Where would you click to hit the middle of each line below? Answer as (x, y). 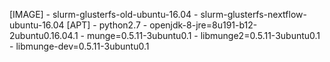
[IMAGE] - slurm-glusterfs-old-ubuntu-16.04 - (104, 14)
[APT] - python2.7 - (107, 25)
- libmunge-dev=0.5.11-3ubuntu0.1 (79, 46)
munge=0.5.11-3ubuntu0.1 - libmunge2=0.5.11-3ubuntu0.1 (203, 35)
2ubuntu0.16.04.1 (44, 35)
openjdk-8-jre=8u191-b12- (203, 25)
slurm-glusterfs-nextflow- (253, 14)
